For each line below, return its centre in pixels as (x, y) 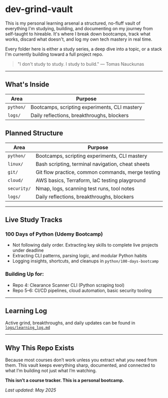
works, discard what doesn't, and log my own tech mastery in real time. (79, 39)
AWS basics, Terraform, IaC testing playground (91, 180)
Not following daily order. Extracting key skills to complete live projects (85, 245)
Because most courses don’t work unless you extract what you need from (81, 360)
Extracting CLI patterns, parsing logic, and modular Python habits (80, 256)
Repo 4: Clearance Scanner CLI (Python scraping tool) (68, 285)
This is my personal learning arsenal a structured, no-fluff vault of (73, 23)
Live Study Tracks (34, 220)
